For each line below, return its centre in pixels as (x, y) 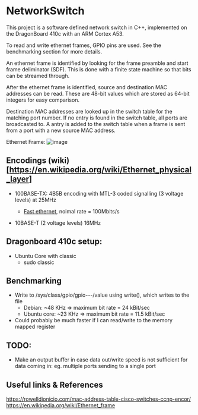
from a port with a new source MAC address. (61, 130)
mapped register (35, 327)
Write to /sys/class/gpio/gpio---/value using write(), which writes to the (102, 295)
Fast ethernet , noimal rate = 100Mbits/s (71, 211)
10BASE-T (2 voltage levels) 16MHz (58, 223)
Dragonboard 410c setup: (54, 242)
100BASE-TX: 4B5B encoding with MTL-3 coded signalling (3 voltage (99, 193)
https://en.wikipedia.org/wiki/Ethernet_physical (100, 170)
